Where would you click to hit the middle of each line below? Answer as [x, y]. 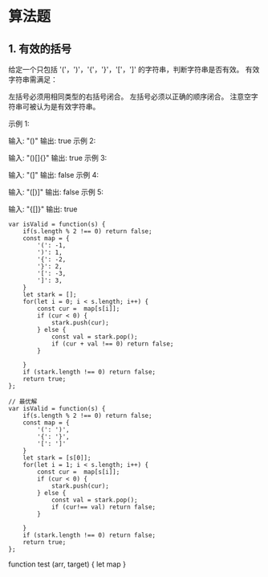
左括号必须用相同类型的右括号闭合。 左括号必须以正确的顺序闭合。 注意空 [130, 96]
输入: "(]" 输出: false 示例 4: [53, 175]
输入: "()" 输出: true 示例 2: [52, 141]
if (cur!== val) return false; [104, 507]
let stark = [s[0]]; [57, 458]
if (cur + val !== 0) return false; [112, 344]
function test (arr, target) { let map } [67, 564]
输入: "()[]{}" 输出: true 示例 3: [58, 158]
